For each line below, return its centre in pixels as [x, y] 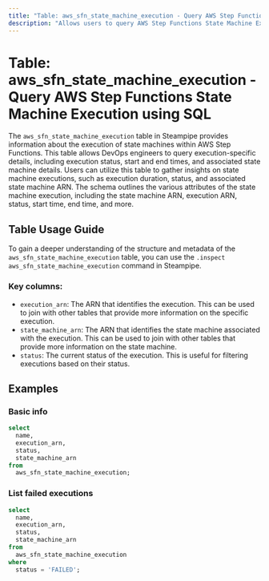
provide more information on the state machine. [98, 346]
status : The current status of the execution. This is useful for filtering [134, 355]
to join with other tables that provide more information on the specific [134, 313]
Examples [33, 388]
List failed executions [51, 494]
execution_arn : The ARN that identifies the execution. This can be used [137, 304]
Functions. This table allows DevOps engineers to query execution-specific [132, 153]
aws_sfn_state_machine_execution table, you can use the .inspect [117, 257]
